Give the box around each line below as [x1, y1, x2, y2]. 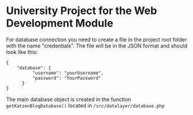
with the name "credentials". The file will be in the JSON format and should [6, 42, 188, 49]
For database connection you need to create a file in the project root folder [6, 36, 187, 43]
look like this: [6, 48, 38, 55]
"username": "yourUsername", [32, 70, 104, 76]
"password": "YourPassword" [32, 75, 101, 81]
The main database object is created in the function [6, 96, 131, 103]
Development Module [6, 16, 114, 30]
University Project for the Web [6, 4, 157, 18]
